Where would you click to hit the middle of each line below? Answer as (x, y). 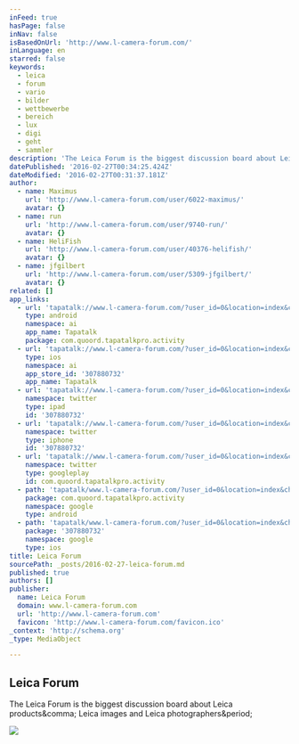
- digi (29, 134)
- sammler (35, 150)
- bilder (33, 100)
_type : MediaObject (45, 639)
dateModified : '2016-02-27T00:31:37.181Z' (89, 175)
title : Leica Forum (45, 556)
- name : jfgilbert (52, 266)
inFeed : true (33, 17)
